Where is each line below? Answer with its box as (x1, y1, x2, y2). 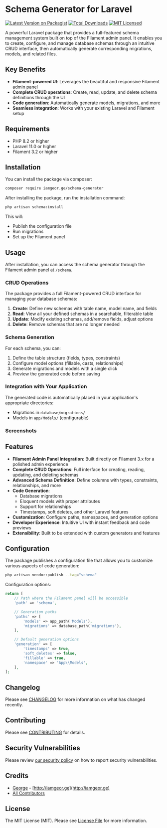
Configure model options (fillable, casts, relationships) (12, 360, 124, 366)
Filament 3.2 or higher (12, 149, 58, 155)
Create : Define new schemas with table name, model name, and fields (12, 306, 157, 312)
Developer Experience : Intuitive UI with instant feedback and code (12, 519, 150, 525)
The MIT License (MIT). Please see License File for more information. (5, 818, 147, 824)
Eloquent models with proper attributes (19, 498, 100, 504)
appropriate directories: (5, 400, 54, 406)
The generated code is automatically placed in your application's (5, 394, 138, 400)
